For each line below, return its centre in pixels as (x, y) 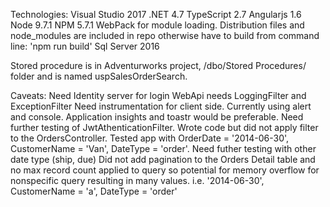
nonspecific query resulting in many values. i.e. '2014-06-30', (137, 180)
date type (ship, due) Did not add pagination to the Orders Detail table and (163, 159)
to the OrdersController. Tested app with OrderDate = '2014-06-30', (150, 138)
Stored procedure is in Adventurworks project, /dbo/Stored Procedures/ (158, 65)
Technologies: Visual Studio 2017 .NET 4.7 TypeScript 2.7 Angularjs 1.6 (156, 14)
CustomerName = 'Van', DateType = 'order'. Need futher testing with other (163, 148)
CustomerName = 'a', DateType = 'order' (94, 191)
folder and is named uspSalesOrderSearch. (99, 76)
